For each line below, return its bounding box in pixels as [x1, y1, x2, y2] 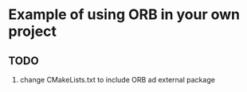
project [8, 22, 57, 40]
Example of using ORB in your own [8, 6, 241, 24]
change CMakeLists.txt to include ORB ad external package [19, 75, 215, 84]
